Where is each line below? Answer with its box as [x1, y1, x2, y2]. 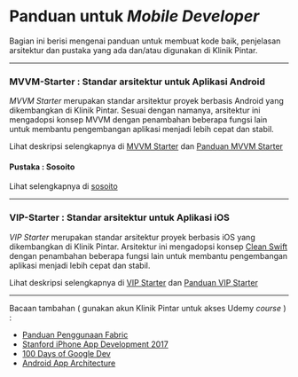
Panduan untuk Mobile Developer [9, 6, 260, 27]
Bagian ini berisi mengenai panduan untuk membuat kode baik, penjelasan [9, 35, 281, 46]
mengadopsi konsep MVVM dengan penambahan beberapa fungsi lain [9, 114, 268, 125]
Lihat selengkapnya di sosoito [9, 181, 118, 192]
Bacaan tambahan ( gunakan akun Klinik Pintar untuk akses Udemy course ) [9, 302, 286, 313]
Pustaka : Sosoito [9, 161, 75, 172]
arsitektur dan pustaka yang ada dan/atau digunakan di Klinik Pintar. [9, 44, 258, 55]
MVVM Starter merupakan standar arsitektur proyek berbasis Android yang [9, 96, 284, 106]
